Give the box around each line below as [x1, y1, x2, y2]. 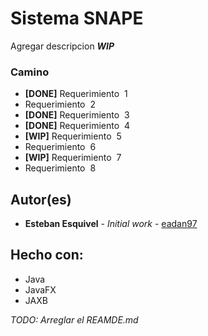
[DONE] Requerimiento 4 [24, 120, 130, 132]
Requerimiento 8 [24, 162, 97, 174]
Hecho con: [10, 247, 84, 264]
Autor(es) [10, 191, 72, 208]
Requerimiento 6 [24, 141, 97, 153]
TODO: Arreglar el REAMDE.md [10, 313, 139, 326]
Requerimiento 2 [24, 98, 96, 111]
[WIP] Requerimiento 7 [24, 152, 122, 164]
